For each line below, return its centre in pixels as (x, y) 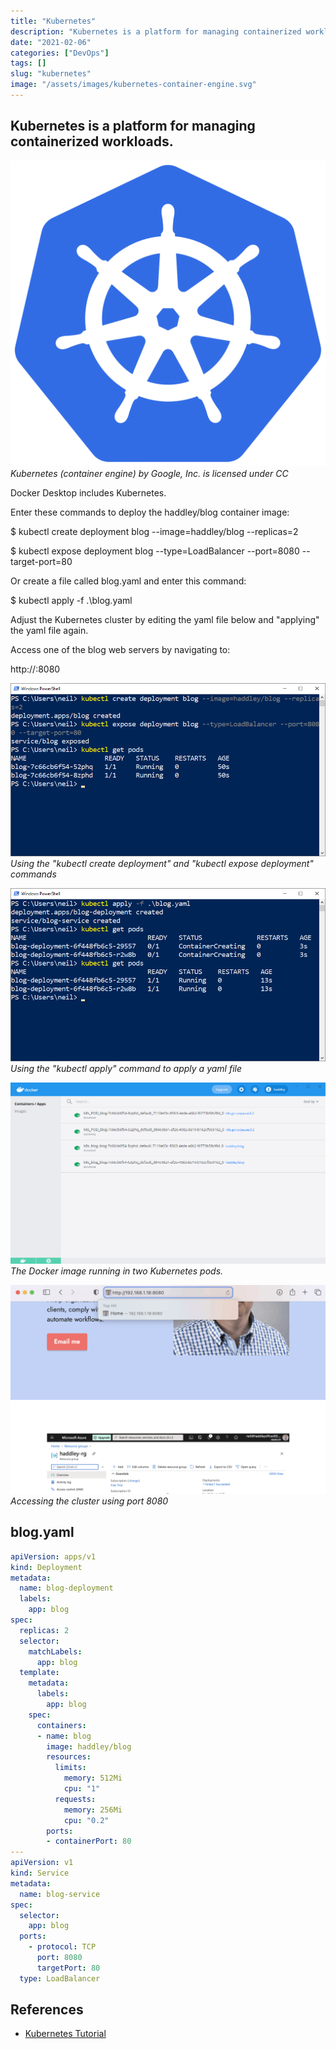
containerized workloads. (92, 141)
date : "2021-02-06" (51, 42)
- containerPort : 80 (89, 1841)
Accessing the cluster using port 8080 (89, 1501)
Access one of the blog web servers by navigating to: (120, 649)
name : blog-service (60, 1894)
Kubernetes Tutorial (65, 2034)
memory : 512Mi (93, 1778)
